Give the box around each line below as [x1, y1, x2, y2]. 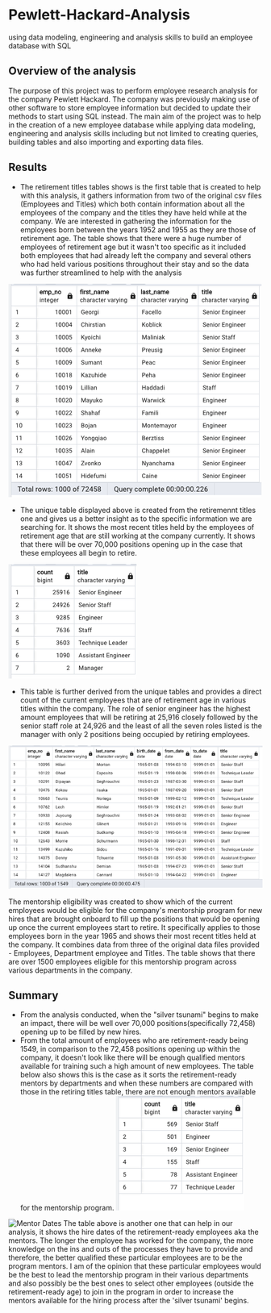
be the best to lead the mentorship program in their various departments [8, 1270, 248, 1280]
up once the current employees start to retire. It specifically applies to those [8, 922, 261, 932]
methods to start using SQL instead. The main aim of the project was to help [8, 111, 261, 121]
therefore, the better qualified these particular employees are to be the [8, 1253, 243, 1263]
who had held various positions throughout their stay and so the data [19, 259, 250, 269]
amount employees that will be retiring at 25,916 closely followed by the [19, 712, 258, 722]
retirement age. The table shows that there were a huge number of [19, 233, 242, 243]
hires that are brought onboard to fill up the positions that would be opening [8, 914, 261, 923]
